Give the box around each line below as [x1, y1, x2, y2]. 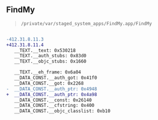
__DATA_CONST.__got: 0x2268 [14, 80, 84, 86]
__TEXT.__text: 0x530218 [14, 47, 76, 53]
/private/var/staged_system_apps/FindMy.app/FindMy [20, 20, 152, 26]
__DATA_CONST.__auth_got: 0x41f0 [14, 75, 97, 81]
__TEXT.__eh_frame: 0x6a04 [14, 69, 82, 75]
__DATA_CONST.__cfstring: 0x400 [14, 103, 95, 109]
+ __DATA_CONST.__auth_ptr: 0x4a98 [6, 91, 97, 97]
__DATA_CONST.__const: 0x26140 [14, 97, 92, 103]
